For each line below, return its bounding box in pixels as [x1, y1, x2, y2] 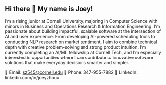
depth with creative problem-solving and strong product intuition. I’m [5, 44, 146, 50]
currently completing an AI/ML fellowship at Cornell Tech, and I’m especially [5, 49, 161, 55]
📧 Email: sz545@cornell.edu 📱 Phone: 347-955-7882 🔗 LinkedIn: [5, 69, 138, 75]
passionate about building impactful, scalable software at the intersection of [5, 28, 161, 34]
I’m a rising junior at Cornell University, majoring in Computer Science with [5, 18, 158, 24]
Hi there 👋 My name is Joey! [5, 5, 93, 13]
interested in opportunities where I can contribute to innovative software [5, 55, 153, 60]
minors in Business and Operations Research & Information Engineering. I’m [5, 23, 160, 29]
